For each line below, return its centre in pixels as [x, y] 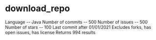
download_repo [37, 9]
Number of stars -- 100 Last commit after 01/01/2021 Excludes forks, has [78, 27]
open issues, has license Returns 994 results [50, 32]
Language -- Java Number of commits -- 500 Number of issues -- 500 [77, 22]
